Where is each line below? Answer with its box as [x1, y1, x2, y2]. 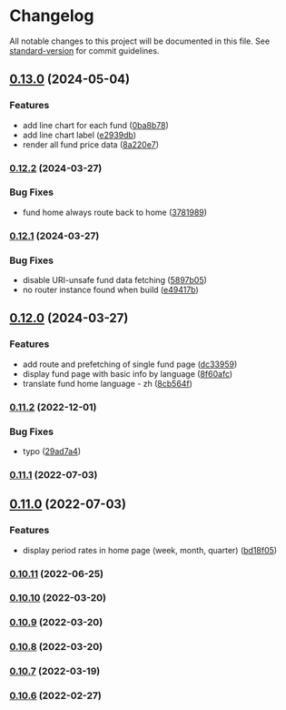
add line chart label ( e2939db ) [22, 129, 137, 140]
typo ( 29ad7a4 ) [22, 445, 82, 456]
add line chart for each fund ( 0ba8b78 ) [22, 119, 170, 130]
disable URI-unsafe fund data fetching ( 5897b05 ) [22, 275, 207, 286]
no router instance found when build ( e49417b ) [22, 284, 200, 296]
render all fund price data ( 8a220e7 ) [22, 138, 160, 150]
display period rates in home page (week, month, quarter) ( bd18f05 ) [22, 544, 278, 555]
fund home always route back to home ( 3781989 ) [22, 207, 207, 218]
